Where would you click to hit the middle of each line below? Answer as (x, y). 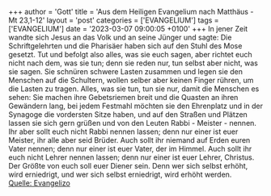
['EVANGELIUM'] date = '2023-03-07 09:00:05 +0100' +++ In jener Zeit (128, 29)
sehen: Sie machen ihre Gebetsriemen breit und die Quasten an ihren (123, 97)
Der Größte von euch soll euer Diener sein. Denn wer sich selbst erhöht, (128, 166)
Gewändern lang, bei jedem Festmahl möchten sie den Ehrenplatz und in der (136, 106)
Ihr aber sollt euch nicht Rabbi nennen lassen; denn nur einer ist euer (123, 131)
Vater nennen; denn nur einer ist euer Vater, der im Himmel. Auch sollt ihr (130, 149)
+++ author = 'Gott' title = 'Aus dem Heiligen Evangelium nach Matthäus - (131, 12)
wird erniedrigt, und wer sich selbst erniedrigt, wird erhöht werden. (120, 174)
